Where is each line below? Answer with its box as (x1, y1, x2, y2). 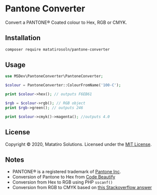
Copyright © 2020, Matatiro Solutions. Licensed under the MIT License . (5, 141, 152, 147)
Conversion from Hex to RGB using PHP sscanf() (12, 179, 113, 185)
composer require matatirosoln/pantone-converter (5, 47, 110, 52)
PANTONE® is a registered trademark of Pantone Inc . (12, 169, 121, 175)
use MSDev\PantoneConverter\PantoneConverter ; (5, 74, 103, 79)
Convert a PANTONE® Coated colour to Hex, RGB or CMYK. (5, 19, 127, 25)
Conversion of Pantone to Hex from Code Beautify (12, 174, 116, 180)
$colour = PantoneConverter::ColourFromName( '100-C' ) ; (5, 83, 121, 88)
